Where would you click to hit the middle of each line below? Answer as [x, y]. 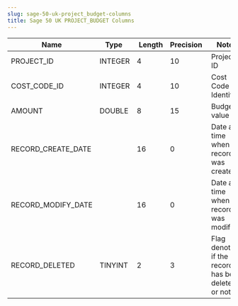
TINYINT [114, 265]
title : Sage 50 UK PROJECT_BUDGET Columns [71, 21]
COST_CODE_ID [37, 86]
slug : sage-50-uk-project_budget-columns [69, 14]
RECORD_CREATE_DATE [51, 148]
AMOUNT [27, 111]
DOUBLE [114, 111]
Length [151, 45]
